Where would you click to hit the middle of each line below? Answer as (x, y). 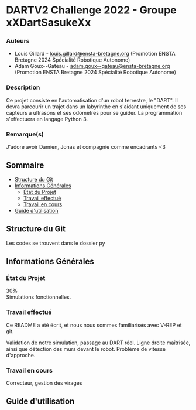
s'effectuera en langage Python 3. (47, 119)
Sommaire (25, 165)
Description (23, 87)
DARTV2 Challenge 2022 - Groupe (91, 10)
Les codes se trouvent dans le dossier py (56, 243)
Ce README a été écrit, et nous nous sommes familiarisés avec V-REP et (94, 325)
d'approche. (21, 355)
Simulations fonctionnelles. (39, 297)
